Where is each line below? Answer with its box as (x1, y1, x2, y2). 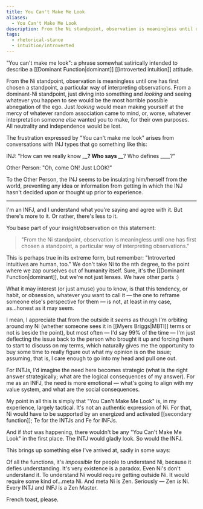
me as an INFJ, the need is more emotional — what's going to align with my (6, 379, 193, 386)
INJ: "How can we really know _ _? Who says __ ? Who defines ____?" (6, 152, 176, 159)
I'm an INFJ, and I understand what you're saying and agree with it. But (6, 206, 182, 213)
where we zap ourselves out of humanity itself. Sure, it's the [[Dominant (6, 267, 185, 274)
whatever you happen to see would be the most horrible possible (6, 96, 168, 103)
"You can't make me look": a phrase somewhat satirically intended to (6, 59, 178, 67)
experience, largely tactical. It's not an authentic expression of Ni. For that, (6, 404, 192, 411)
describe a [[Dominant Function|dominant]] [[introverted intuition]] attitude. (6, 65, 193, 73)
